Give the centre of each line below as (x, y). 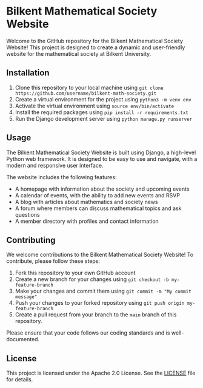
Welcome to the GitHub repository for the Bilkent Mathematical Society (95, 41)
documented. (23, 339)
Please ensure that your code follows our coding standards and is (88, 333)
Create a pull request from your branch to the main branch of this (96, 315)
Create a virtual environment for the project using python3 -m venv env (103, 99)
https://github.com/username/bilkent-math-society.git (86, 93)
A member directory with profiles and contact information (87, 221)
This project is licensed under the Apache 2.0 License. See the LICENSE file (101, 373)
